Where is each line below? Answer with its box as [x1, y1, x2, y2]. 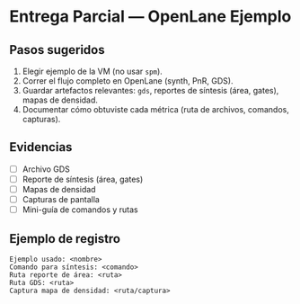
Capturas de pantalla [22, 194, 101, 204]
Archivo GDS [22, 164, 70, 174]
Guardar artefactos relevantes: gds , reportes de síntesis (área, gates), [22, 85, 279, 95]
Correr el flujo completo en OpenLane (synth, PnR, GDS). [22, 76, 234, 86]
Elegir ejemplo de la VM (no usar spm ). [22, 66, 163, 76]
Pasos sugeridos [9, 42, 105, 58]
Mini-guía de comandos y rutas [22, 204, 138, 215]
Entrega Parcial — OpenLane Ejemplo [9, 6, 292, 27]
